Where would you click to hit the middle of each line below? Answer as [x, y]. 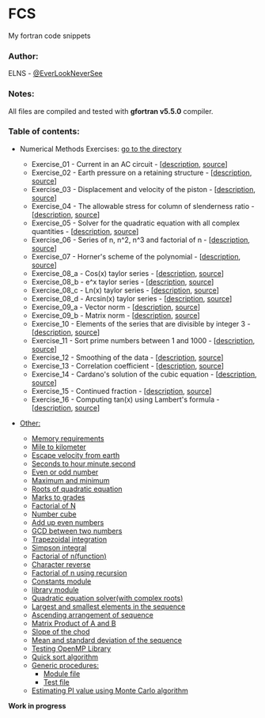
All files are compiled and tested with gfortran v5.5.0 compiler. [111, 111]
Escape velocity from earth [76, 455]
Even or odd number [65, 472]
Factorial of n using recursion [79, 573]
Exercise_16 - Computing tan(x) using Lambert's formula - [125, 399]
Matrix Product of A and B [74, 623]
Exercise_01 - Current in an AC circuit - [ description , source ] [129, 164]
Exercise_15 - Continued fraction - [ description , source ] [121, 391]
